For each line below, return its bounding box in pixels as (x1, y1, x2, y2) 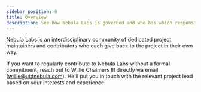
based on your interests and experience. (6, 79, 106, 86)
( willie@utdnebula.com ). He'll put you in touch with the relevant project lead (6, 72, 193, 80)
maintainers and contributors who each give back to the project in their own (6, 42, 193, 49)
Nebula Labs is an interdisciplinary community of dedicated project (6, 36, 172, 43)
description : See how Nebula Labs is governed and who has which (6, 20, 172, 26)
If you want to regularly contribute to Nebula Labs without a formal (6, 60, 170, 67)
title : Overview (6, 14, 47, 20)
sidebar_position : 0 (6, 8, 58, 15)
